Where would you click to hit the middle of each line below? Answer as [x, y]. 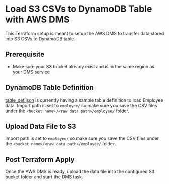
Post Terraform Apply [40, 160]
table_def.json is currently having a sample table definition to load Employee [84, 100]
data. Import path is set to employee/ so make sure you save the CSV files [81, 105]
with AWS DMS [37, 19]
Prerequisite [25, 55]
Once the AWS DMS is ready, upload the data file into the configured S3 [80, 172]
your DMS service [31, 72]
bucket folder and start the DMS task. [44, 177]
